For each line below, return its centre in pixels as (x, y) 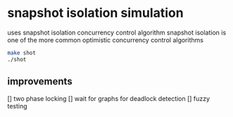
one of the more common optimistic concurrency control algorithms (106, 39)
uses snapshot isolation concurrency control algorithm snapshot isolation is (117, 32)
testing (17, 106)
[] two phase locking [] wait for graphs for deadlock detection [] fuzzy (108, 98)
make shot (22, 53)
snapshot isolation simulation (96, 13)
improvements (40, 81)
